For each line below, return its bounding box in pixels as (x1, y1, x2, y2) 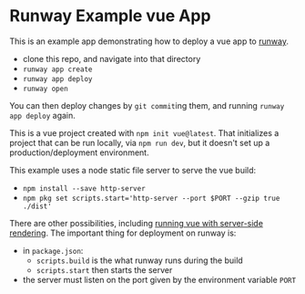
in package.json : (22, 245, 84, 256)
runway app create (22, 65, 93, 74)
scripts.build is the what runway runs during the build (36, 255, 243, 266)
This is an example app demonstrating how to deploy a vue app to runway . (9, 36, 290, 47)
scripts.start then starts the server (36, 264, 173, 275)
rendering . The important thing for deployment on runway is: (9, 227, 237, 238)
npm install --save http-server (22, 184, 146, 193)
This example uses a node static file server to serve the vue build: (9, 164, 257, 175)
